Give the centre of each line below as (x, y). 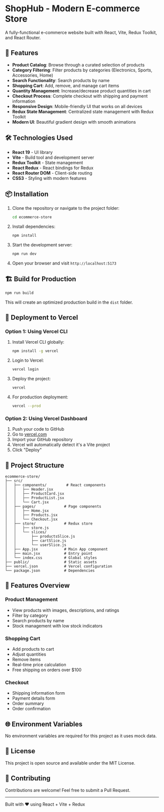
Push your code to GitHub (38, 429)
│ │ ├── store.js (27, 528)
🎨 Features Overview (37, 585)
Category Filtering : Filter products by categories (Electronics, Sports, (82, 70)
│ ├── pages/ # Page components (53, 506)
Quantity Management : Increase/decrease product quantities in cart (82, 90)
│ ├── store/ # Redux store (49, 524)
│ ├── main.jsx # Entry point (49, 553)
